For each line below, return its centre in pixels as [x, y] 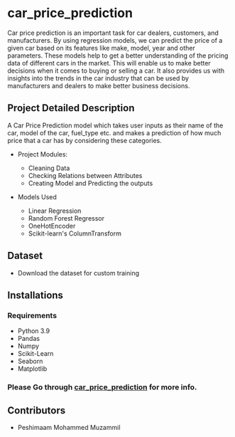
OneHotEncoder [52, 226]
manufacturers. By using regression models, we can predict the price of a [115, 40]
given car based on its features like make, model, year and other [101, 48]
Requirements [32, 315]
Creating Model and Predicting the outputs [91, 183]
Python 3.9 [34, 331]
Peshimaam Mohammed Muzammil [69, 427]
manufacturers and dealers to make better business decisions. [99, 85]
